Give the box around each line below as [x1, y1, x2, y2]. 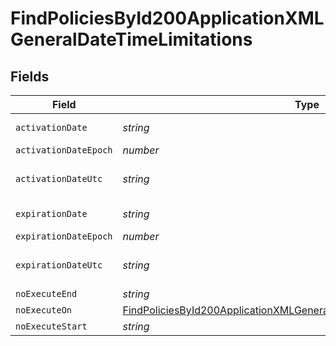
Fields [10, 68, 50, 85]
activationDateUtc [15, 173, 103, 184]
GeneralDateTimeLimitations [10, 28, 253, 51]
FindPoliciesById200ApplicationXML [10, 7, 325, 30]
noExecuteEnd [15, 288, 78, 299]
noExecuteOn [15, 305, 73, 316]
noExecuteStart [15, 321, 88, 332]
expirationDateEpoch [15, 231, 113, 242]
